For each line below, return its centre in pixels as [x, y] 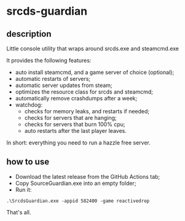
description [29, 34]
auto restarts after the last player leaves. [76, 131]
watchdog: [29, 105]
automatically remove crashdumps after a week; [76, 98]
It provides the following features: [49, 60]
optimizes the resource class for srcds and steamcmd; [84, 92]
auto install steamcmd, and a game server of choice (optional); [95, 72]
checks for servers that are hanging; [70, 118]
